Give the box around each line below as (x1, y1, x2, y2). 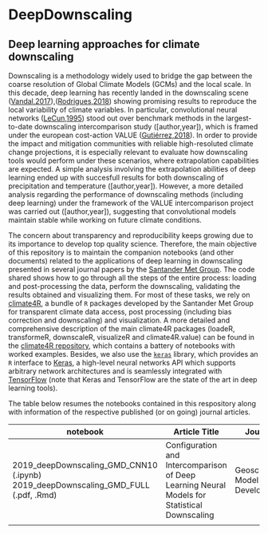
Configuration (165, 440, 218, 450)
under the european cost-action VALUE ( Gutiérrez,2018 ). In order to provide (8, 130, 258, 140)
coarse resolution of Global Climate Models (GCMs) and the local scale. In (8, 80, 251, 89)
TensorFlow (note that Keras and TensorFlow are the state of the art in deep (8, 375, 258, 384)
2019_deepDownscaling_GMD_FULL (12, 480, 150, 490)
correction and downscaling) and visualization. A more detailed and (8, 315, 231, 325)
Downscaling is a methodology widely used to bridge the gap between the (8, 71, 253, 81)
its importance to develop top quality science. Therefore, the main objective (8, 239, 258, 248)
